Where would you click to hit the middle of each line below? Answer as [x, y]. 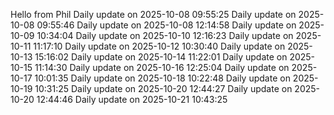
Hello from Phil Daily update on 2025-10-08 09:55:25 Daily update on [153, 14]
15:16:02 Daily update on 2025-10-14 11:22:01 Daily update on [161, 57]
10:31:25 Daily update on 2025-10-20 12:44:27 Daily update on [163, 88]
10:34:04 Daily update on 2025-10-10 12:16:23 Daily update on [165, 35]
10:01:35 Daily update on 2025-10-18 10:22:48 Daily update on [162, 78]
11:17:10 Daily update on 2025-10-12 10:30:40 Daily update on [159, 46]
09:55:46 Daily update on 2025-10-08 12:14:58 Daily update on [166, 25]
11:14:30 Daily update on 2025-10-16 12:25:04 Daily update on [162, 67]
